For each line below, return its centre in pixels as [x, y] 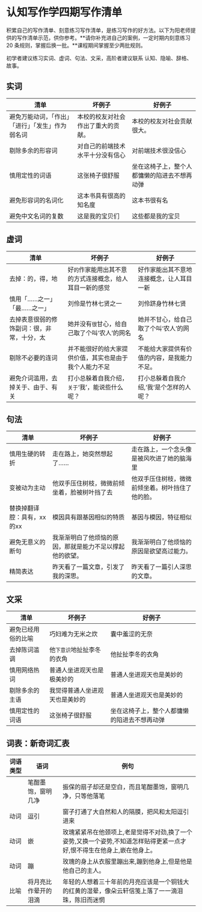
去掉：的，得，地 [34, 278]
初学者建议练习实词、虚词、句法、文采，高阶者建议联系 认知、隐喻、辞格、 [99, 58]
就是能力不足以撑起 [97, 547]
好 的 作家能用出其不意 [97, 269]
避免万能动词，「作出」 [40, 116]
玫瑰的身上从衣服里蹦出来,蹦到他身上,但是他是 [127, 861]
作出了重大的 [95, 125]
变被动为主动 [28, 488]
